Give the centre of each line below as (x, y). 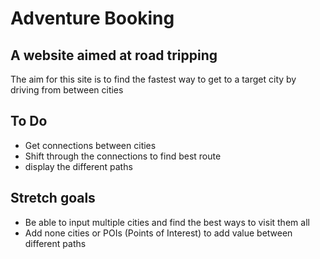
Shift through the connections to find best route (123, 156)
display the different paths (78, 166)
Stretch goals (53, 198)
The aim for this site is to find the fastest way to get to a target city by (153, 79)
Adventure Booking (92, 18)
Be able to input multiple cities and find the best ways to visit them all (167, 222)
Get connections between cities (90, 145)
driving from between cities (67, 90)
